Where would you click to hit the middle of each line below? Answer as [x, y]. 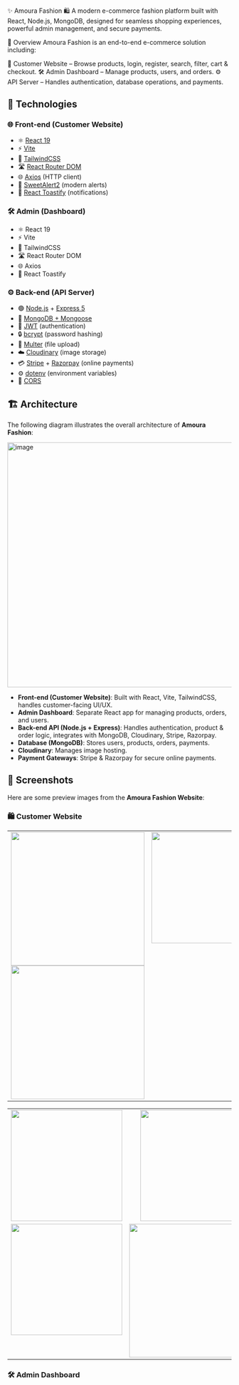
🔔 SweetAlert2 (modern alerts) [62, 185]
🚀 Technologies [42, 104]
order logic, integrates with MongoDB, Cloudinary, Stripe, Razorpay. [117, 735]
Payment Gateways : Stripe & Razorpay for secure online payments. [117, 758]
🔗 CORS [29, 381]
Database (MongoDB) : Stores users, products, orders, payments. [113, 743]
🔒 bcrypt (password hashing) [60, 334]
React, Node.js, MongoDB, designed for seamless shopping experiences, [115, 21]
